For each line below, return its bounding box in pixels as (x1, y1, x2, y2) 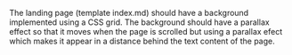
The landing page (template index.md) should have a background (9, 8, 249, 18)
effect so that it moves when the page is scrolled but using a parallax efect (9, 27, 283, 36)
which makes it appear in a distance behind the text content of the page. (9, 35, 275, 46)
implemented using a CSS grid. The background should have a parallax (9, 17, 270, 27)
